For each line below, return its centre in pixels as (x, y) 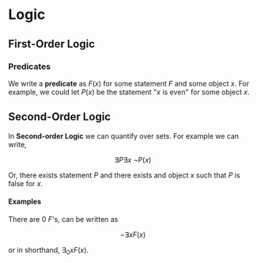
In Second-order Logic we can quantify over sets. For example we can (124, 135)
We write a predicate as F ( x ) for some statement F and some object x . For (129, 83)
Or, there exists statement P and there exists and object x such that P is (124, 175)
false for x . (26, 183)
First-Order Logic (52, 44)
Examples (25, 202)
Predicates (30, 67)
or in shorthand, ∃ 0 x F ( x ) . (49, 251)
